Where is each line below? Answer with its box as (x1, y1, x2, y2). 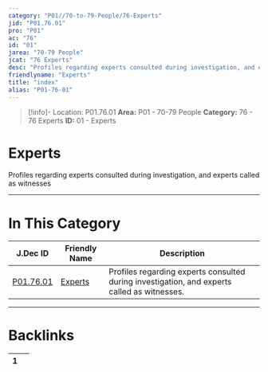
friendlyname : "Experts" (8, 71, 91, 79)
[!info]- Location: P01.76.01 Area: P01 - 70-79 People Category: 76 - (27, 108, 253, 117)
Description (159, 248, 205, 259)
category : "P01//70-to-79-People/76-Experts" (8, 11, 162, 20)
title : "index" (8, 78, 59, 86)
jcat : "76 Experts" (8, 57, 73, 65)
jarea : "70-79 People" (8, 49, 84, 57)
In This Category (8, 214, 121, 232)
